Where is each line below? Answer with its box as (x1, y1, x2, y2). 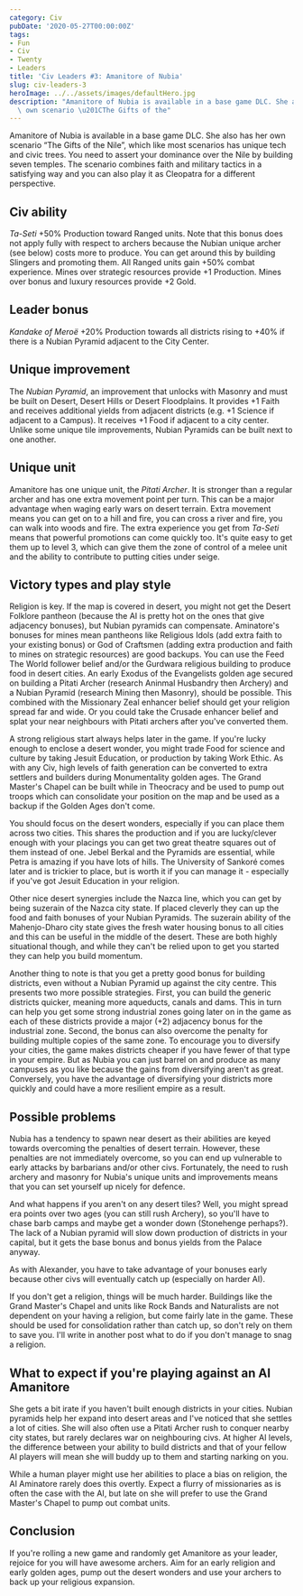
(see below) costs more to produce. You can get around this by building (9, 247, 276, 258)
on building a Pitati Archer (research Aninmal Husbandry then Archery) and (9, 678, 289, 688)
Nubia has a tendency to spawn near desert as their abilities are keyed (9, 1133, 271, 1144)
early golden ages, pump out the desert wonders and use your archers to (9, 1566, 282, 1577)
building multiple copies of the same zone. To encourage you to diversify (9, 1035, 280, 1047)
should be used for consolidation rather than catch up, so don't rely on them (9, 1320, 293, 1331)
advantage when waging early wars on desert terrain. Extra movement (9, 503, 271, 514)
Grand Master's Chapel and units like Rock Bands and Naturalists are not (9, 1301, 280, 1312)
